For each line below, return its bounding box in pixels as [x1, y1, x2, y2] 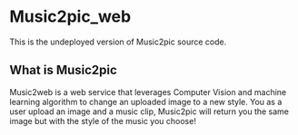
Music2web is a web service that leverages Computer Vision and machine [9, 86, 287, 97]
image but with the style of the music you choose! [9, 115, 197, 126]
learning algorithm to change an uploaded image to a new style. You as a [9, 96, 283, 107]
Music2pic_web [9, 6, 132, 27]
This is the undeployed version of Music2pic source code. [9, 36, 227, 47]
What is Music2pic [9, 63, 118, 78]
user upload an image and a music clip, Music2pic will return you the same [9, 106, 289, 117]
